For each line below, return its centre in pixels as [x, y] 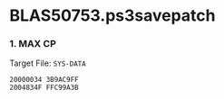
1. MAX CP [33, 44]
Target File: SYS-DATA [48, 63]
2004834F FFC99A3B [44, 88]
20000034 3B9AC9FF [44, 80]
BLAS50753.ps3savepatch [112, 16]
